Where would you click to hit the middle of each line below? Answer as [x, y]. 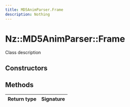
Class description [23, 53]
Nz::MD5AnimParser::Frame [65, 39]
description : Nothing [28, 14]
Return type [22, 99]
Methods [19, 85]
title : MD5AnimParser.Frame [34, 10]
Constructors [26, 68]
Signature [53, 99]
